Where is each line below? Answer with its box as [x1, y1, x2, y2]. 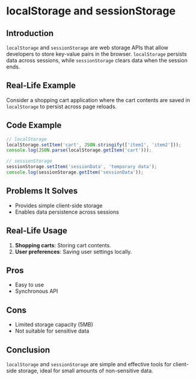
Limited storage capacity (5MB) [14, 321, 93, 328]
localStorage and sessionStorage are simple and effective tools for [6, 360, 172, 367]
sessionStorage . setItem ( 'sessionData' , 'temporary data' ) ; [6, 164, 158, 170]
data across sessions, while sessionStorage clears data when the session [6, 57, 188, 64]
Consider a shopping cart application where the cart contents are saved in [6, 96, 191, 103]
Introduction [6, 28, 54, 38]
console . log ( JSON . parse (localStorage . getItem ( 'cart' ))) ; [6, 147, 152, 154]
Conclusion [6, 345, 51, 355]
